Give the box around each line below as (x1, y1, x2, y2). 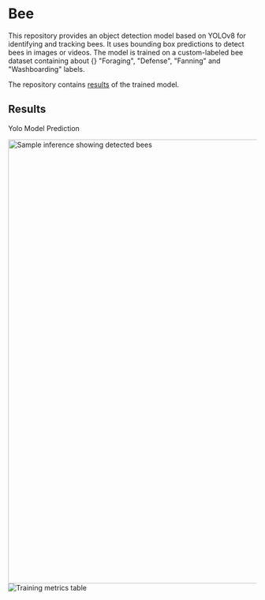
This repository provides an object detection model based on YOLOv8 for (8, 31, 247, 40)
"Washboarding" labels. (8, 64, 85, 73)
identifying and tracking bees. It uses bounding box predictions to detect (8, 39, 244, 48)
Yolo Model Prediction (8, 123, 80, 133)
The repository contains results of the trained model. (8, 80, 180, 89)
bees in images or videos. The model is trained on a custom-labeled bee (8, 47, 244, 57)
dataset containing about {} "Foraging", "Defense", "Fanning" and (8, 56, 221, 66)
